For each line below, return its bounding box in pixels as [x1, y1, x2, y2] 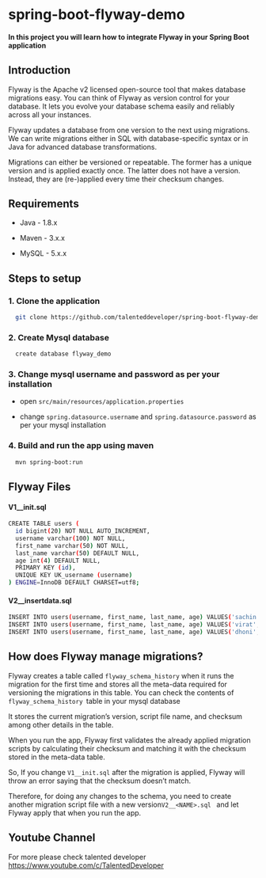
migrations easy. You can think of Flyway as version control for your [8, 93, 230, 102]
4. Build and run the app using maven [8, 440, 154, 451]
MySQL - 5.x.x [19, 249, 67, 258]
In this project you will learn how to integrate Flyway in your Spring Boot [8, 32, 249, 41]
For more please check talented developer [8, 852, 146, 861]
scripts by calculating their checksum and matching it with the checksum [8, 743, 247, 753]
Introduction [8, 63, 71, 77]
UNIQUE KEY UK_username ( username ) [15, 572, 133, 580]
